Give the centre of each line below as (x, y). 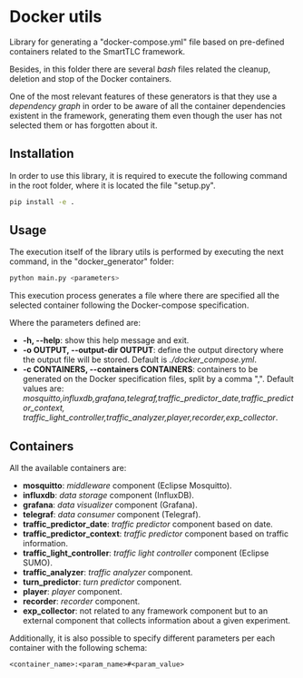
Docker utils (56, 17)
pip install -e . (42, 201)
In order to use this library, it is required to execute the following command (148, 175)
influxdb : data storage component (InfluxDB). (108, 496)
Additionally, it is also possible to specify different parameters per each (142, 638)
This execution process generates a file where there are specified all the (144, 296)
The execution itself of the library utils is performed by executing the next (147, 252)
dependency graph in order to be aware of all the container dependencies (147, 105)
